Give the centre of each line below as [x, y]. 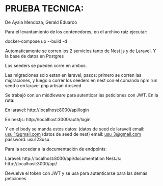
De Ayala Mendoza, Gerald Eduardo [41, 22]
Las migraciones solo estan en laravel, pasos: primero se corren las [73, 75]
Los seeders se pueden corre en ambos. [46, 65]
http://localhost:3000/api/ [31, 163]
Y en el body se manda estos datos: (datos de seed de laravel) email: [75, 129]
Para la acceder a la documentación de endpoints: [56, 149]
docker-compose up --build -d [36, 41]
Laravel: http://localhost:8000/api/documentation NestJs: [63, 158]
